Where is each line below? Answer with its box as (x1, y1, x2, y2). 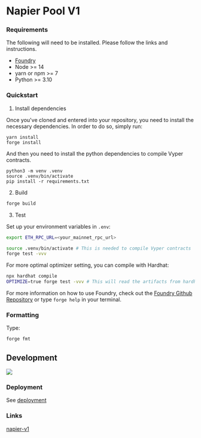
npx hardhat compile (6, 273, 58, 279)
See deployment (6, 397, 47, 404)
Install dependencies (14, 105, 67, 112)
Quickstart (6, 91, 38, 99)
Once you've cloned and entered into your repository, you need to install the (6, 116, 194, 123)
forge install (6, 139, 42, 145)
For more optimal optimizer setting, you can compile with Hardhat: (6, 261, 169, 269)
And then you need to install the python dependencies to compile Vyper (6, 150, 184, 157)
